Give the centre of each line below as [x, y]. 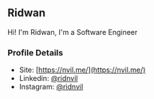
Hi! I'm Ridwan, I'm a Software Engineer [73, 32]
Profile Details [36, 52]
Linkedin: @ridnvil [48, 78]
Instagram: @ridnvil [51, 87]
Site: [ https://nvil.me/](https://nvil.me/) [82, 70]
